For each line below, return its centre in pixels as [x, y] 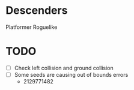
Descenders [37, 10]
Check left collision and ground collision [64, 68]
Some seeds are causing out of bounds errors [71, 74]
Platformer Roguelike [32, 27]
